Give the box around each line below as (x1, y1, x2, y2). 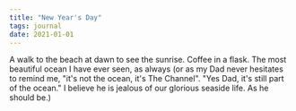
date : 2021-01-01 (9, 30, 74, 38)
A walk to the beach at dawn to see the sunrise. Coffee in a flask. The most (9, 55, 287, 65)
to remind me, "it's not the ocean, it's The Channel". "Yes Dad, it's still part (9, 73, 284, 84)
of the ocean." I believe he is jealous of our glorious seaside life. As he (9, 82, 269, 94)
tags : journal (9, 21, 63, 30)
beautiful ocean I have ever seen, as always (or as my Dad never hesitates (9, 64, 284, 74)
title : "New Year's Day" (9, 13, 102, 22)
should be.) (9, 92, 52, 103)
